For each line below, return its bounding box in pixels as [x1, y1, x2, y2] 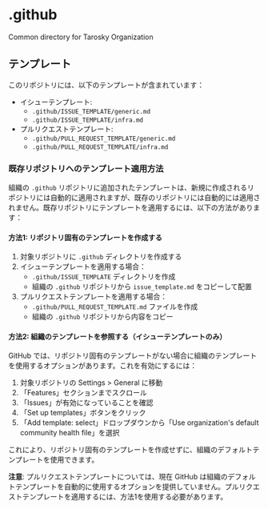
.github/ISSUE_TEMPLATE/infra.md [31, 116, 144, 124]
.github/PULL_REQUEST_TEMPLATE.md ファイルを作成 [31, 302, 198, 311]
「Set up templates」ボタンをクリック [19, 408, 146, 418]
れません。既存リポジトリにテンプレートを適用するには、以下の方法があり [8, 202, 254, 213]
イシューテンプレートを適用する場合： [19, 262, 146, 271]
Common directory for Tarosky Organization [8, 32, 154, 42]
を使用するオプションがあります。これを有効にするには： [8, 361, 198, 371]
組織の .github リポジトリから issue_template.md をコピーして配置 [31, 282, 252, 291]
